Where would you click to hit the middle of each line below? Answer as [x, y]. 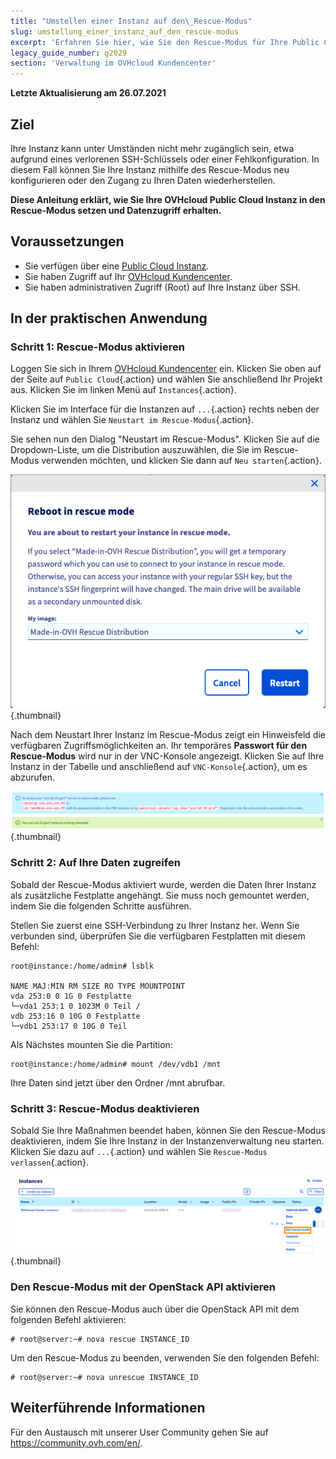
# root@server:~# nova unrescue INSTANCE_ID [104, 1377]
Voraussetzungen [67, 241]
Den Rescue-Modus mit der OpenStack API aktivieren [143, 1287]
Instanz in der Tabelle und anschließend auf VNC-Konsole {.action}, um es [159, 766]
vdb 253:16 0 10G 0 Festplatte [75, 1016]
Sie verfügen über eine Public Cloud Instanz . [117, 266]
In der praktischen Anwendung [109, 318]
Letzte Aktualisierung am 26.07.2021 [88, 93]
